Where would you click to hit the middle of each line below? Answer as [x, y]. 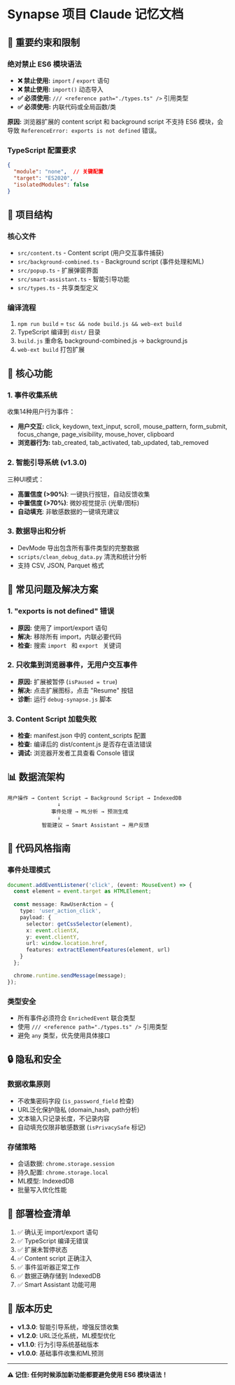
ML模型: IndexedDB [46, 1181]
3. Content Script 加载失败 [52, 719]
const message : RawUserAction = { [64, 904]
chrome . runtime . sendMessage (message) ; [70, 975]
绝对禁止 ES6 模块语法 [44, 64]
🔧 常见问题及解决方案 [53, 589]
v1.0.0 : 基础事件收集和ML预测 [60, 1353]
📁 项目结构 [30, 214]
